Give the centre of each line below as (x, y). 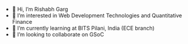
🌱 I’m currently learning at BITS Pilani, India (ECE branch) (83, 28)
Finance (22, 22)
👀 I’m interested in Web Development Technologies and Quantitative (97, 15)
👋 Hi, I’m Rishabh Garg (40, 9)
